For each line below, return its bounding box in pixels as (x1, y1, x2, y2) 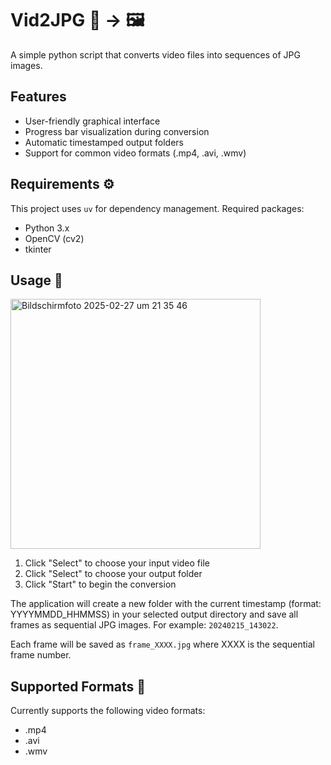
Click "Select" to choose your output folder (24, 568, 203, 580)
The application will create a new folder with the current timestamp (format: (10, 598, 322, 610)
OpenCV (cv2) (24, 232, 85, 244)
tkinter (24, 243, 52, 255)
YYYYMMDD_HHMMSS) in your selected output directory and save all (10, 608, 299, 621)
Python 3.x (24, 222, 70, 234)
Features (10, 88, 67, 106)
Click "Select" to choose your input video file (24, 557, 210, 569)
